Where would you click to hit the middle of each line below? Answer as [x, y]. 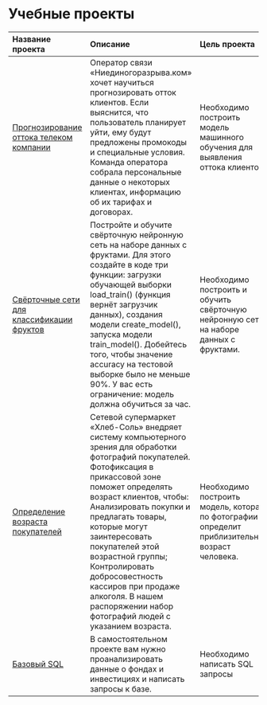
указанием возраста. [131, 626]
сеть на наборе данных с [139, 245]
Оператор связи [121, 62]
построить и [224, 289]
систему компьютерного [138, 437]
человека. [219, 556]
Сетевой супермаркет [133, 417]
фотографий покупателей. [140, 456]
